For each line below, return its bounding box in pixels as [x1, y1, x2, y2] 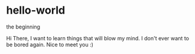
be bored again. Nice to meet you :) [6, 41, 94, 48]
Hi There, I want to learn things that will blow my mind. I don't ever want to [6, 34, 190, 42]
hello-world [6, 4, 66, 17]
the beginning [6, 23, 41, 30]
